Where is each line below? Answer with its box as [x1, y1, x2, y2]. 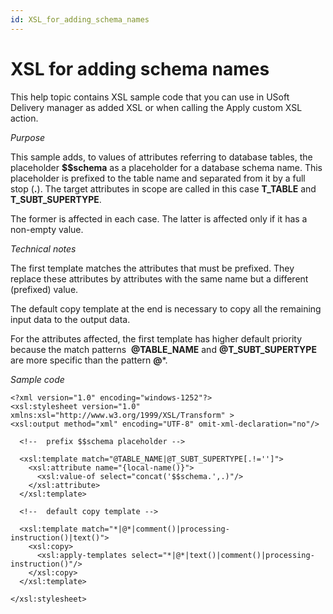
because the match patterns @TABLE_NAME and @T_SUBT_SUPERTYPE [10, 343, 317, 355]
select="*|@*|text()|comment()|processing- [131, 550, 315, 560]
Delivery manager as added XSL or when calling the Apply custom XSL [10, 101, 303, 113]
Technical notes [10, 242, 77, 255]
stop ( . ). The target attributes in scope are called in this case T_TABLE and [10, 182, 317, 195]
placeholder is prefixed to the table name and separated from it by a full [10, 172, 306, 184]
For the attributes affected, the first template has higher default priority [10, 332, 302, 345]
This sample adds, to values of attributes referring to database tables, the [10, 151, 313, 163]
